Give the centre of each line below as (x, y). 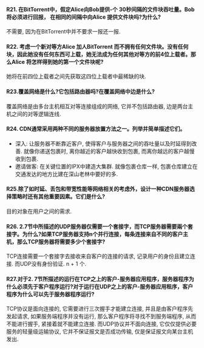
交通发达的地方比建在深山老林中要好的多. (66, 174)
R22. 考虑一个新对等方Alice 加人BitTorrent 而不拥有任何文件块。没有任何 (97, 46)
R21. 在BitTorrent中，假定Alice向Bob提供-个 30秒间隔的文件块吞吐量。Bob (100, 9)
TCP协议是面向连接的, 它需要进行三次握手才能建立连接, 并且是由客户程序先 (100, 309)
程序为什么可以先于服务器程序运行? (50, 294)
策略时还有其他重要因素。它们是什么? (58, 197)
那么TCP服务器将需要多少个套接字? (61, 242)
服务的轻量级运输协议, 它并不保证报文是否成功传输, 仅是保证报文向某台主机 (100, 332)
